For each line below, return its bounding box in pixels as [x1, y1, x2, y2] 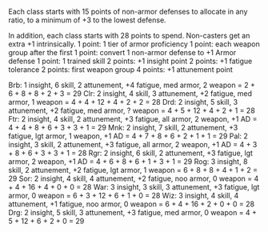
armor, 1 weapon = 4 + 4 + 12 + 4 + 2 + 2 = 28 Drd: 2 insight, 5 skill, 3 [8, 98, 238, 106]
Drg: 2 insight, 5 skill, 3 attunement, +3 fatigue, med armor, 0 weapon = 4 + [8, 208, 258, 217]
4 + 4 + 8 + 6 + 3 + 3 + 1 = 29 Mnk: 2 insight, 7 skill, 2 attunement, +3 [8, 123, 238, 132]
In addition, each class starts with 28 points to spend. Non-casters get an [8, 31, 250, 40]
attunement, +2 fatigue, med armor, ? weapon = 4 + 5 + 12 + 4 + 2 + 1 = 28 [8, 106, 256, 115]
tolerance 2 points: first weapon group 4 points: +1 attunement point [8, 65, 234, 74]
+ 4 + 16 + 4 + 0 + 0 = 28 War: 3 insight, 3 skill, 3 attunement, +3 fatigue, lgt [8, 182, 260, 191]
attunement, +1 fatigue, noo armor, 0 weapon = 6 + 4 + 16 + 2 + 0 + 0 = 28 [8, 199, 254, 209]
